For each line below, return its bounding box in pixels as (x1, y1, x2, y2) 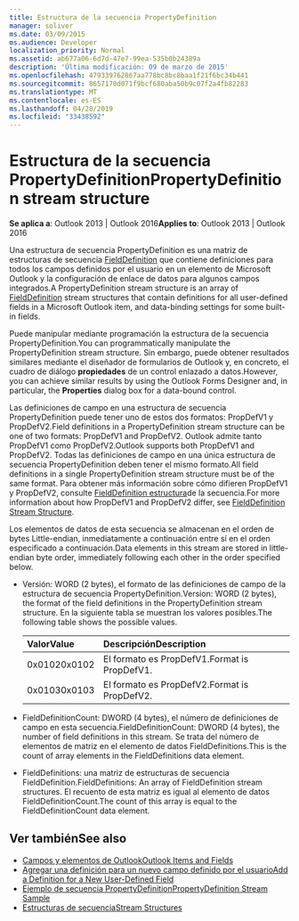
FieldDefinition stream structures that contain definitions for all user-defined (9, 292, 288, 303)
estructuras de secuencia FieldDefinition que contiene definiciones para (9, 255, 274, 265)
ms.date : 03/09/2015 (9, 29, 86, 38)
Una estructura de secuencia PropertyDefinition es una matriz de (9, 245, 248, 256)
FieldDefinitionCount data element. (21, 805, 150, 816)
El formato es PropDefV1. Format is (103, 653, 249, 665)
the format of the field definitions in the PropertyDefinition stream (21, 598, 263, 608)
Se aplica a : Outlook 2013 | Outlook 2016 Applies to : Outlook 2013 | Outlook (9, 218, 286, 229)
